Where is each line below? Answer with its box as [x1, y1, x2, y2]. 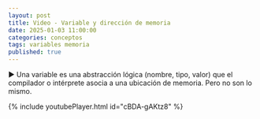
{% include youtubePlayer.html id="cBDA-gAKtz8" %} [8, 102, 184, 111]
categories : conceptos [8, 33, 83, 42]
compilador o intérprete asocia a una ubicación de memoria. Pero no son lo [8, 78, 252, 87]
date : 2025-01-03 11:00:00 [8, 26, 97, 34]
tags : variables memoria [8, 41, 90, 49]
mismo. [8, 87, 32, 95]
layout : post [8, 11, 51, 20]
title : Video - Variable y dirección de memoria [8, 19, 171, 27]
